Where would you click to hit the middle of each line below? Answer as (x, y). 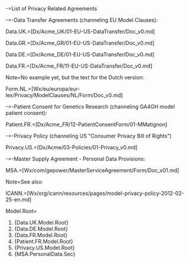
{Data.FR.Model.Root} (41, 235)
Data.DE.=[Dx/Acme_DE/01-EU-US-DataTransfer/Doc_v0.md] (80, 54)
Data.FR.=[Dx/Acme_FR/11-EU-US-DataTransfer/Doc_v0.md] (79, 66)
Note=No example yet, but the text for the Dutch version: (75, 77)
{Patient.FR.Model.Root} (44, 241)
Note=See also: (25, 182)
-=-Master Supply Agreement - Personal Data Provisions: (75, 159)
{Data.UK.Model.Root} (41, 222)
